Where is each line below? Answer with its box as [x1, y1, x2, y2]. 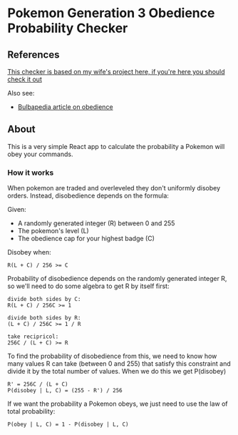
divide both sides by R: [7, 314, 81, 322]
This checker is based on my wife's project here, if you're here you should [7, 68, 226, 76]
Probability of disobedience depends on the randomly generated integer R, [7, 275, 227, 283]
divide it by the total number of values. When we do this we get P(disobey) [7, 367, 227, 376]
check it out [7, 75, 43, 83]
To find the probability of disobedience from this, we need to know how [7, 352, 217, 361]
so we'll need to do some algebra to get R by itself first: [7, 282, 170, 290]
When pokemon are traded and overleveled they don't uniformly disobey [7, 184, 221, 193]
